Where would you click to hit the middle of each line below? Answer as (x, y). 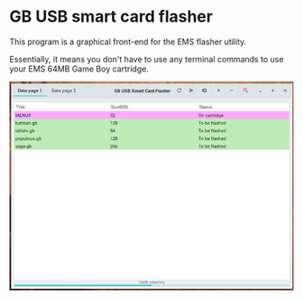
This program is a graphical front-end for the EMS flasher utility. (128, 42)
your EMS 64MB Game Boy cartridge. (79, 69)
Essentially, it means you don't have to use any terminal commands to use (147, 59)
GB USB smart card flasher (111, 17)
